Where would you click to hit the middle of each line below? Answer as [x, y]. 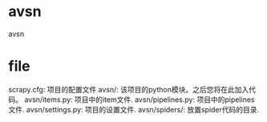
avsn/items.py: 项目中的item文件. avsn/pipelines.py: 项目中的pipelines [139, 100]
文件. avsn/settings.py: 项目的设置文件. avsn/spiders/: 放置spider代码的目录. [134, 109]
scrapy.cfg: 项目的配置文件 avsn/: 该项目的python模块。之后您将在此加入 [129, 89]
